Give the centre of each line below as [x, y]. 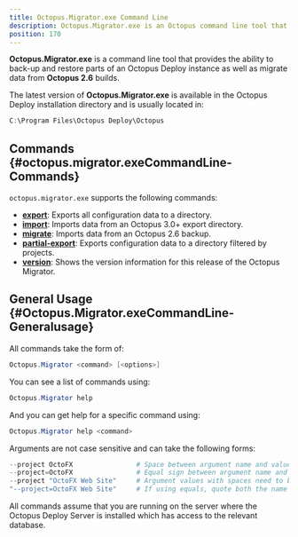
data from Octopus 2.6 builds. [64, 78]
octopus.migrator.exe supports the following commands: [114, 198]
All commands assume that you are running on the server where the [133, 506]
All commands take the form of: [67, 348]
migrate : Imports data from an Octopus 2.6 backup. [116, 234]
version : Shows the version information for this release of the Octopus [151, 262]
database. [27, 525]
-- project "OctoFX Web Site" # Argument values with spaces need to [146, 481]
